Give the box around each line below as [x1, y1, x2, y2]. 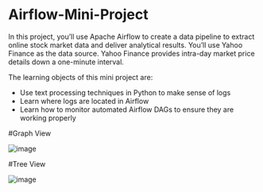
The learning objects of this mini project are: [8, 72, 153, 82]
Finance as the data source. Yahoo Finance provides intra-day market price [8, 48, 256, 58]
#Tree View [8, 159, 46, 168]
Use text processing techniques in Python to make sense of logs [19, 87, 231, 97]
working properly [19, 113, 77, 122]
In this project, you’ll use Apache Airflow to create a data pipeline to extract [8, 32, 255, 41]
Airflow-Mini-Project [8, 6, 149, 24]
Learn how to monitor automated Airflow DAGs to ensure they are [19, 105, 234, 114]
